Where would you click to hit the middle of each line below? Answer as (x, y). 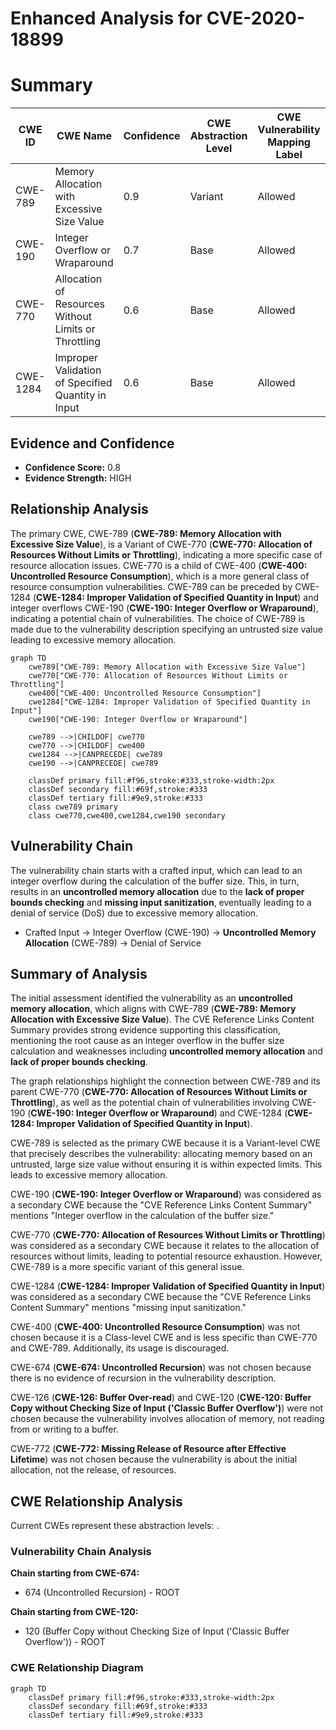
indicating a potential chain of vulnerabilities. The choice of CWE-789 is (158, 618)
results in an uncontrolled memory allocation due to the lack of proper (157, 891)
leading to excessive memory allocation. (93, 639)
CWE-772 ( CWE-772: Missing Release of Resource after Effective (148, 1449)
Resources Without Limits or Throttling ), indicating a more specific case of (166, 554)
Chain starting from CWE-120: (74, 1612)
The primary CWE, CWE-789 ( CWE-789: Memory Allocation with (146, 533)
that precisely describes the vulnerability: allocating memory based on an (161, 1154)
